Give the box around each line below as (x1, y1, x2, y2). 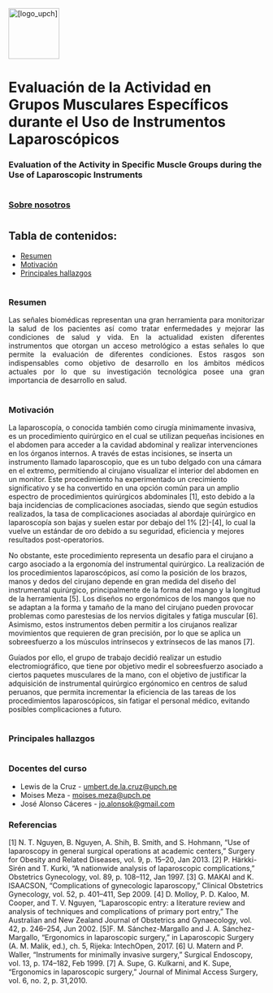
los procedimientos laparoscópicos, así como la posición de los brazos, (8, 568, 248, 578)
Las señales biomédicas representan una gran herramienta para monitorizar (8, 315, 265, 325)
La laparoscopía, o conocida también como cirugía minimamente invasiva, (8, 423, 256, 432)
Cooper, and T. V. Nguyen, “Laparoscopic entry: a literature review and (8, 898, 245, 908)
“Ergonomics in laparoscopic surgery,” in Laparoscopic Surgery (41, 933, 254, 943)
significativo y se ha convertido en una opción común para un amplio (8, 483, 240, 493)
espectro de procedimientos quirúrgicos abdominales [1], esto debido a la (8, 492, 255, 501)
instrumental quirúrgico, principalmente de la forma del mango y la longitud (8, 585, 261, 595)
